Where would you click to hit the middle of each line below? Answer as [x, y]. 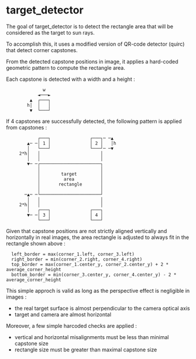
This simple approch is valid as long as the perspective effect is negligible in [98, 290]
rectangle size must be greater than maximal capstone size [86, 350]
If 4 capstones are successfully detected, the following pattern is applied [94, 121]
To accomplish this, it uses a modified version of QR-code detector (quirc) [95, 44]
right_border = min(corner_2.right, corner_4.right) [77, 259]
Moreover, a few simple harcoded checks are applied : [72, 326]
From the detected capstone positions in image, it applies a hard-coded [92, 61]
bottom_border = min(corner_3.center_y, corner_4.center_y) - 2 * [94, 275]
